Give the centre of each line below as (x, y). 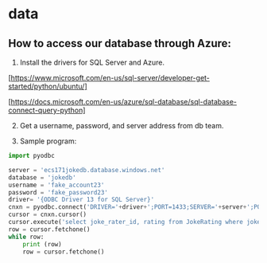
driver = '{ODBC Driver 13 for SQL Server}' (81, 200)
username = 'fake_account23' (56, 185)
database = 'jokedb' (43, 177)
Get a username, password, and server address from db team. (122, 126)
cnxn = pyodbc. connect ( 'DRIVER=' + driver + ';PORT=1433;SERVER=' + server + (128, 207)
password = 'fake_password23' (58, 192)
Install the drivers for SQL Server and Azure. (92, 62)
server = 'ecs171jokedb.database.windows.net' (87, 170)
